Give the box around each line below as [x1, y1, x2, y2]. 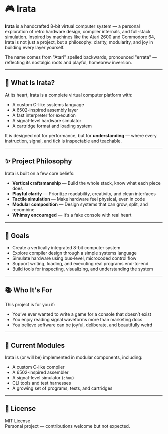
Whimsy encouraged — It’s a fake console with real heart [12, 212, 132, 218]
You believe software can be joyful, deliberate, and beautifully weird [12, 322, 153, 328]
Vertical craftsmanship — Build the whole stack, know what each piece [12, 180, 161, 186]
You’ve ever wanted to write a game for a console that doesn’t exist [12, 311, 151, 317]
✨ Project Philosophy [5, 157, 72, 166]
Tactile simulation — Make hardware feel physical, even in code [12, 196, 145, 202]
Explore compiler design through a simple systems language [12, 250, 137, 256]
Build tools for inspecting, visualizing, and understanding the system [12, 266, 153, 272]
